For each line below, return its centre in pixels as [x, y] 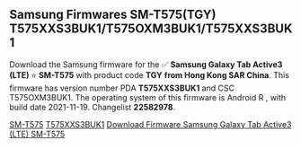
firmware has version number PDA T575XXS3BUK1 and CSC [122, 88]
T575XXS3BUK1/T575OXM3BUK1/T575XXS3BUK [151, 29]
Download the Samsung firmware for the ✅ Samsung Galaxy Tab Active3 [146, 64]
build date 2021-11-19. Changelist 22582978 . [93, 107]
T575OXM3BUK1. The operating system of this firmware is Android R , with [148, 97]
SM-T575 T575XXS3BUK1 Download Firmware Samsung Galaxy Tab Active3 [150, 124]
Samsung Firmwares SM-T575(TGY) [113, 15]
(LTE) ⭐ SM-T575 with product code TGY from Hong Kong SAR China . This [150, 74]
